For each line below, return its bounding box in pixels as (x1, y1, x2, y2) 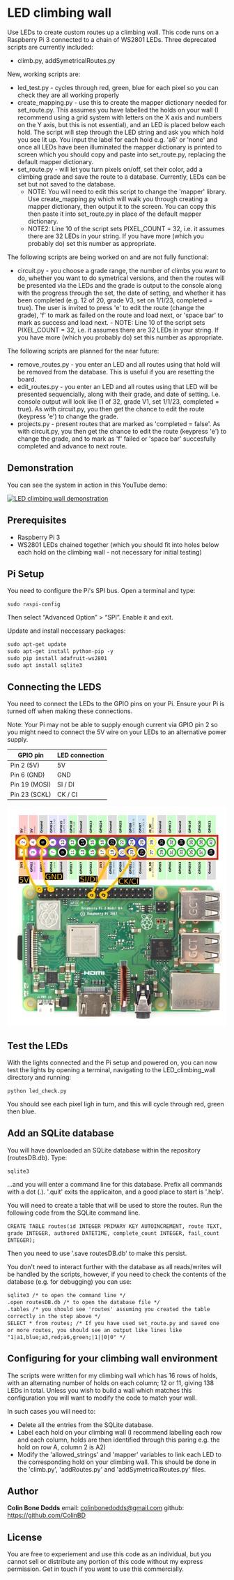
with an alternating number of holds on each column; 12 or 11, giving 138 (7, 1378, 214, 1387)
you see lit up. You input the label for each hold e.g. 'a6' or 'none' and (17, 135, 218, 144)
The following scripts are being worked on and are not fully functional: (7, 253, 209, 261)
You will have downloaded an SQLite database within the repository (7, 1146, 201, 1154)
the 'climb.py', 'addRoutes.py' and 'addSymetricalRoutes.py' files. (17, 1465, 206, 1473)
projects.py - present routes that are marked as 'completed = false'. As (17, 419, 221, 427)
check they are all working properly (17, 91, 120, 99)
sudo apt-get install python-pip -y (7, 648, 114, 655)
